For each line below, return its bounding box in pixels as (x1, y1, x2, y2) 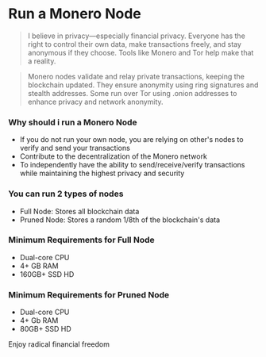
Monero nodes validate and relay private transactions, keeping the (27, 71, 245, 81)
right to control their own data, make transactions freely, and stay (27, 39, 242, 48)
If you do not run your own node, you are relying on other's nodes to (19, 135, 244, 144)
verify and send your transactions (19, 144, 131, 153)
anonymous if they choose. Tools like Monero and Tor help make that (27, 48, 254, 57)
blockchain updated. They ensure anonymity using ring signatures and (27, 80, 259, 90)
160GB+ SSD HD (19, 269, 75, 278)
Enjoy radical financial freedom (8, 340, 110, 349)
